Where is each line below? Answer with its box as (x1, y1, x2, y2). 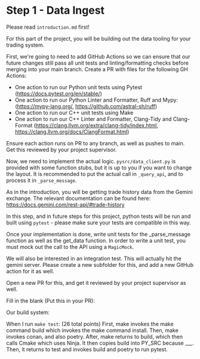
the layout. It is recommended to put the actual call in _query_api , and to (6, 170, 184, 177)
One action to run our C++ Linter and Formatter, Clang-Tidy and (14, 115, 172, 123)
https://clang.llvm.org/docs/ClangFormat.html (14, 128, 128, 135)
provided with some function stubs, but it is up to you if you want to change (6, 164, 192, 171)
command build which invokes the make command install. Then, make (6, 327, 179, 334)
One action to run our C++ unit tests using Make (14, 109, 134, 116)
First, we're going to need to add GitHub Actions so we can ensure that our (6, 53, 191, 60)
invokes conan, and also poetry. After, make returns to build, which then (6, 333, 183, 340)
